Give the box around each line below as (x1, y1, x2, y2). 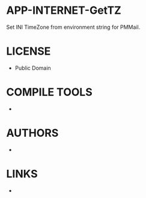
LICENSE (6, 44, 51, 58)
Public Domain (14, 64, 51, 71)
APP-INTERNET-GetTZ (6, 4, 121, 17)
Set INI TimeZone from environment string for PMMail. (6, 23, 141, 31)
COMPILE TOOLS (6, 85, 93, 99)
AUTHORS (6, 127, 59, 140)
